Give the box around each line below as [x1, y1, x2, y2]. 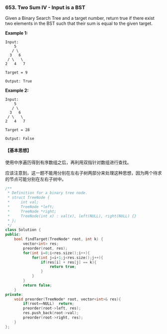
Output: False [5, 136, 35, 141]
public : [5, 232, 21, 237]
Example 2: [5, 87, 29, 93]
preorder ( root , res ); [23, 246, 68, 251]
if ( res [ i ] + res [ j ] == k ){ [40, 260, 97, 265]
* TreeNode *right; [7, 209, 57, 214]
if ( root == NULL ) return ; [23, 301, 75, 306]
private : [5, 292, 23, 297]
